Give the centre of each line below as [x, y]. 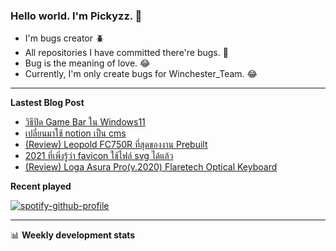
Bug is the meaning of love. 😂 [87, 63]
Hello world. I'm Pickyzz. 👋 [76, 16]
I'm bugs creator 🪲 [64, 38]
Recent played [41, 186]
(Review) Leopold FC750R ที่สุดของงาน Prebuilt [116, 145]
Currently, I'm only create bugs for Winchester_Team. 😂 [141, 74]
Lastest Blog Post [47, 103]
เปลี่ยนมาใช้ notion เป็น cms [75, 133]
